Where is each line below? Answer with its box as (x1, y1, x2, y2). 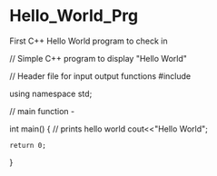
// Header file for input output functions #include (9, 70, 192, 82)
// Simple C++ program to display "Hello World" (9, 53, 188, 64)
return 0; (9, 141, 47, 150)
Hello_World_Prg (9, 5, 139, 26)
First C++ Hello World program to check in (9, 35, 168, 46)
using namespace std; (9, 88, 93, 99)
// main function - (9, 105, 75, 116)
